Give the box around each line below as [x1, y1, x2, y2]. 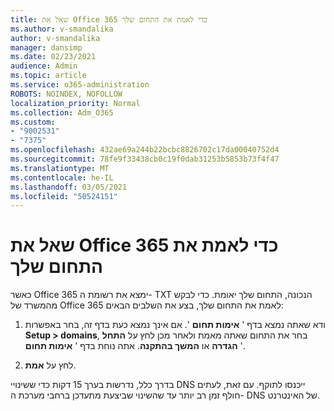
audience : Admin [10, 61, 78, 71]
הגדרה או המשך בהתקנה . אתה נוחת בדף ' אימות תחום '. [24, 340, 246, 352]
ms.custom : [10, 117, 56, 127]
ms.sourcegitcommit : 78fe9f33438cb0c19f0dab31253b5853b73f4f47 [10, 154, 280, 164]
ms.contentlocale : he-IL [10, 172, 114, 183]
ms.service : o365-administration [10, 80, 150, 90]
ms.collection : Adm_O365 [10, 107, 114, 118]
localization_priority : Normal [10, 98, 141, 108]
